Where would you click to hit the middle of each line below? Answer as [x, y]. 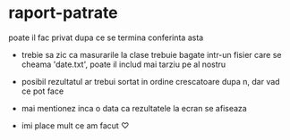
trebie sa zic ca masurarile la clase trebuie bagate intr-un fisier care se [151, 54]
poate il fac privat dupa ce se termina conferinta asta [106, 37]
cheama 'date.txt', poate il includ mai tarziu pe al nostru [124, 64]
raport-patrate [63, 13]
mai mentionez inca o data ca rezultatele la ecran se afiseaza [134, 108]
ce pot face [43, 91]
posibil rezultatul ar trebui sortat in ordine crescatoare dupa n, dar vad [150, 81]
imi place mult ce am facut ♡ [75, 125]
